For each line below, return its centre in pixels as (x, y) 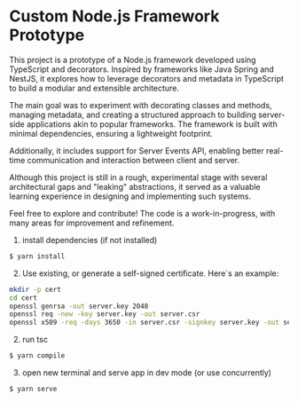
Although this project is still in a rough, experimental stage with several (138, 177)
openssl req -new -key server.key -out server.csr (105, 314)
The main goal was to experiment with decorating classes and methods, (141, 105)
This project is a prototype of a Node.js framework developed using (133, 59)
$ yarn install (37, 256)
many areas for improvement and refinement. (92, 223)
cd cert (24, 298)
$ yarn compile (37, 356)
